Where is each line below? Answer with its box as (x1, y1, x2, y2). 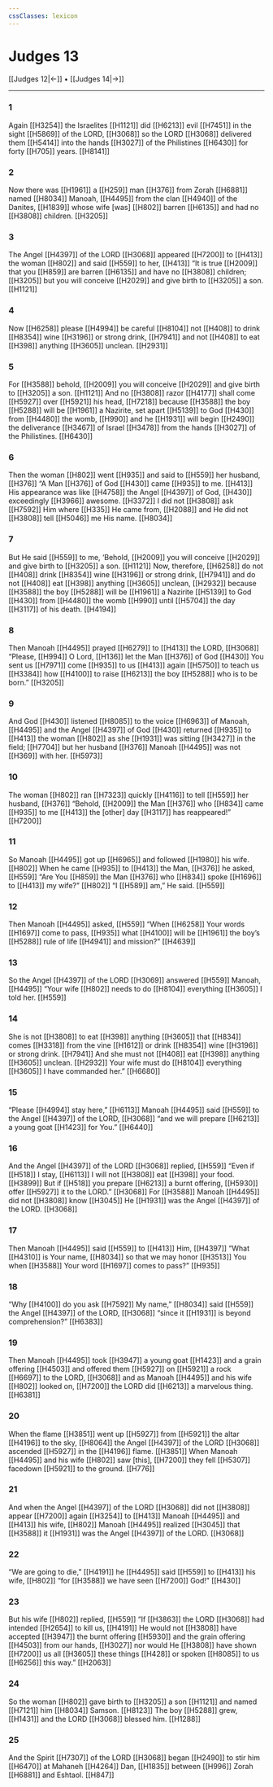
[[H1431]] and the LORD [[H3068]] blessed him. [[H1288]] (8, 1714, 201, 1723)
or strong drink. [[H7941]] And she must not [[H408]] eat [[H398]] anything (8, 1049, 260, 1058)
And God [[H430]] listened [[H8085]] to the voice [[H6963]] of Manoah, (8, 716, 249, 726)
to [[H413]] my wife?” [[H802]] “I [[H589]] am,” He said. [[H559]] (8, 880, 225, 890)
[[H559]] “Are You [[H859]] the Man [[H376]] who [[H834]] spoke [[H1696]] (8, 872, 262, 882)
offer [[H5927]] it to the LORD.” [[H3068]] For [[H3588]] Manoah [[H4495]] (8, 1187, 260, 1197)
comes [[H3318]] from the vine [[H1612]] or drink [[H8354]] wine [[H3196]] (8, 1040, 258, 1050)
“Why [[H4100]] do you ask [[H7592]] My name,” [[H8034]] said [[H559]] (8, 1299, 254, 1309)
